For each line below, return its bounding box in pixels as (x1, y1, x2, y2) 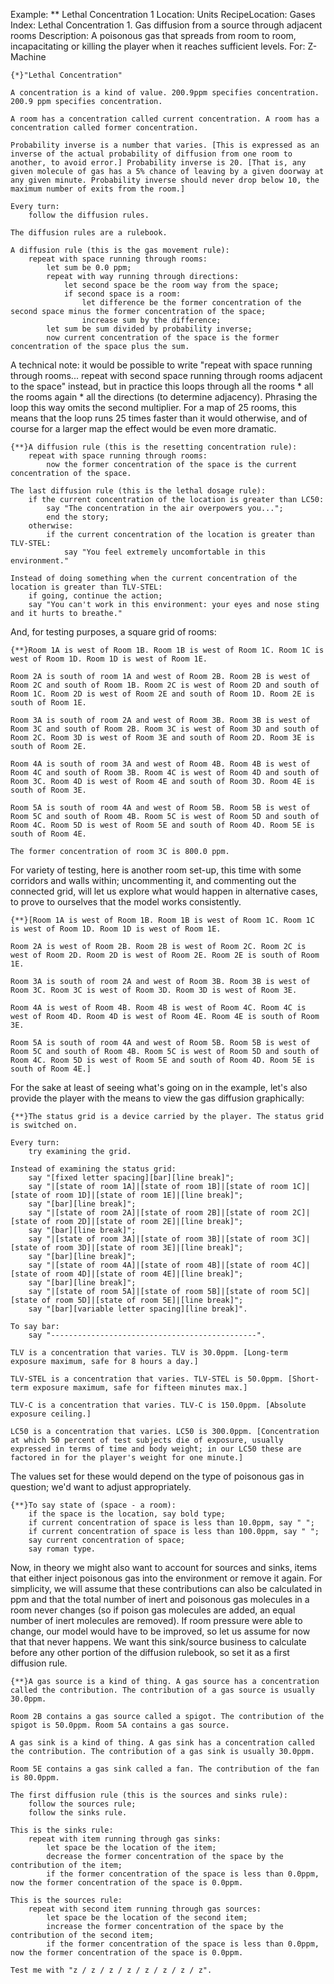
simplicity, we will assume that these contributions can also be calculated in (10, 1583, 323, 1594)
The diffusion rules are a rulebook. (10, 228, 168, 238)
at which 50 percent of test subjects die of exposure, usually (10, 1435, 284, 1445)
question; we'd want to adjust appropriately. (10, 1481, 192, 1493)
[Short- (287, 1374, 320, 1384)
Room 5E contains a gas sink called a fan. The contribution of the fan (10, 1764, 320, 1774)
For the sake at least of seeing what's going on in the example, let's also (10, 1082, 308, 1093)
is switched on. (10, 1120, 78, 1130)
